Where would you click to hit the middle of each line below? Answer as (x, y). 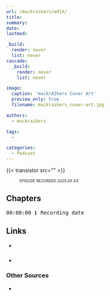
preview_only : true (35, 99)
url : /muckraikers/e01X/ (37, 12)
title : (14, 17)
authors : (17, 115)
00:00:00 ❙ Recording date (45, 212)
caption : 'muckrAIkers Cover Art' (54, 94)
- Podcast (23, 154)
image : (14, 88)
